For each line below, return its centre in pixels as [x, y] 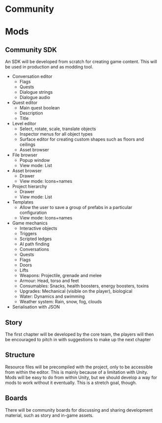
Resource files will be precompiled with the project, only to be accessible [79, 367]
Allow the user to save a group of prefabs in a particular [76, 208]
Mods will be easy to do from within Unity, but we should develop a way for [81, 377]
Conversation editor [32, 76]
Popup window [35, 160]
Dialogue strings [36, 92]
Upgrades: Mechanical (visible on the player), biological [76, 291]
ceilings [27, 144]
